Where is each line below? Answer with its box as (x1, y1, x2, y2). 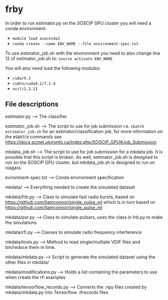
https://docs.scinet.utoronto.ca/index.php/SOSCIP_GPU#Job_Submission (5, 139, 157, 145)
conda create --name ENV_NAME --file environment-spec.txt (12, 41, 139, 46)
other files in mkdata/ (5, 259, 49, 265)
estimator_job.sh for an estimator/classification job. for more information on (5, 128, 163, 134)
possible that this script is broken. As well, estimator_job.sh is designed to (5, 154, 158, 160)
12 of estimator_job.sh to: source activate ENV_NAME (5, 55, 113, 61)
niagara (5, 164, 21, 171)
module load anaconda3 (12, 36, 60, 41)
